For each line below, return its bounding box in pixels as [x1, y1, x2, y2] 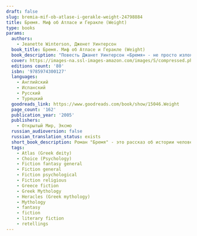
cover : [11, 57, 28, 63]
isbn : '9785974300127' [11, 69, 67, 74]
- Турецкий [16, 95, 43, 101]
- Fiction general [16, 166, 62, 173]
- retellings [16, 221, 49, 227]
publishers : [11, 118, 41, 124]
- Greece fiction [16, 183, 59, 189]
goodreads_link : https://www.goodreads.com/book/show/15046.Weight [11, 101, 180, 107]
